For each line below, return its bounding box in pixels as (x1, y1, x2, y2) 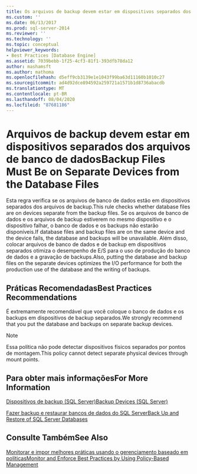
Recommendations (6, 292, 77, 302)
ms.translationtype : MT (6, 86, 65, 91)
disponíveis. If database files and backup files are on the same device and (6, 228, 185, 236)
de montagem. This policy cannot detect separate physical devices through (6, 349, 188, 357)
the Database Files (6, 178, 99, 191)
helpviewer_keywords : (6, 47, 60, 53)
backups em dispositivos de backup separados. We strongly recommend (6, 314, 182, 322)
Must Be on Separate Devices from (6, 165, 180, 178)
